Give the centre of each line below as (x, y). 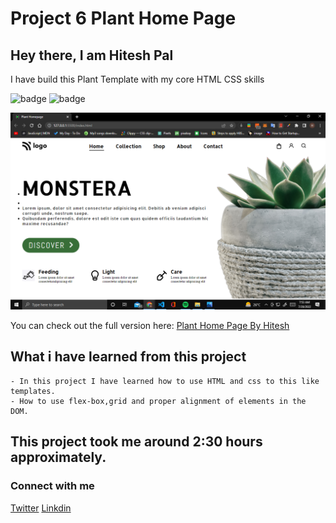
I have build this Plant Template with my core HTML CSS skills (137, 79)
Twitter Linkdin (41, 508)
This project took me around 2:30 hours (136, 442)
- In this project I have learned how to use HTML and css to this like (165, 381)
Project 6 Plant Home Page (123, 18)
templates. (33, 391)
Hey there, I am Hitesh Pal (92, 55)
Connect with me (52, 486)
